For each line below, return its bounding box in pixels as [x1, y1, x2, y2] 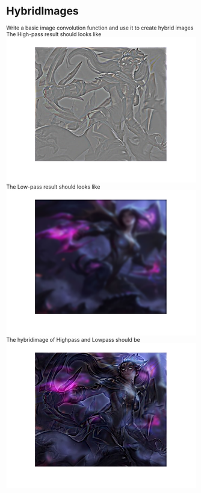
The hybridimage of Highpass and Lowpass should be [6, 336, 140, 343]
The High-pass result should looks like [6, 30, 102, 37]
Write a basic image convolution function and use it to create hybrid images [6, 24, 194, 31]
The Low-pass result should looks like [6, 183, 100, 190]
